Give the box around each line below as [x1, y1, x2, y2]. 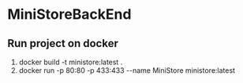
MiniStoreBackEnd [7, 5, 132, 23]
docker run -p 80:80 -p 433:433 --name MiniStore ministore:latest [18, 66, 236, 75]
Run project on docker [7, 37, 119, 50]
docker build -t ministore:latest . [18, 57, 123, 67]
